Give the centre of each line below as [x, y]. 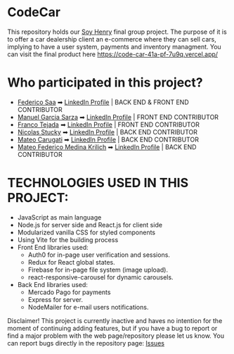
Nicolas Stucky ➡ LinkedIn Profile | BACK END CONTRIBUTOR [108, 132]
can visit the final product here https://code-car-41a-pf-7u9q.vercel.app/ [113, 54]
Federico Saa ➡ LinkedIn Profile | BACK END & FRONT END [103, 102]
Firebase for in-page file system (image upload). [98, 270]
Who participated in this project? [105, 83]
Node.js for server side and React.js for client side [90, 225]
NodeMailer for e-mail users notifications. [88, 307]
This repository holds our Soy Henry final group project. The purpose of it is [117, 32]
